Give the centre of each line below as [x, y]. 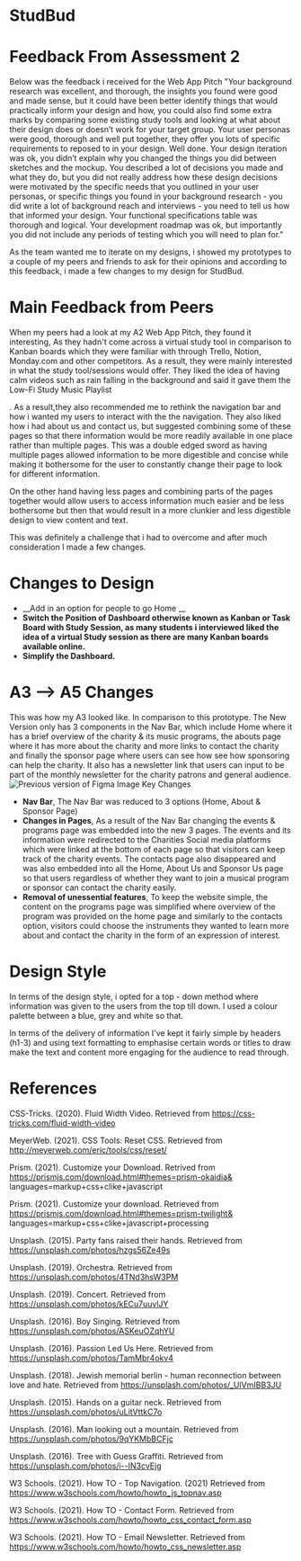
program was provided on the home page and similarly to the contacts [152, 916]
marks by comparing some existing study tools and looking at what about [145, 120]
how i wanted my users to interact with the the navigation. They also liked [145, 417]
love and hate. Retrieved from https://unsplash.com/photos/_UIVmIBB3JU [146, 1385]
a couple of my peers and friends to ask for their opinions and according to [148, 262]
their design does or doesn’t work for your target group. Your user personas [150, 129]
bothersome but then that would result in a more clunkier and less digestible [150, 511]
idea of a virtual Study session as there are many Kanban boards [146, 637]
